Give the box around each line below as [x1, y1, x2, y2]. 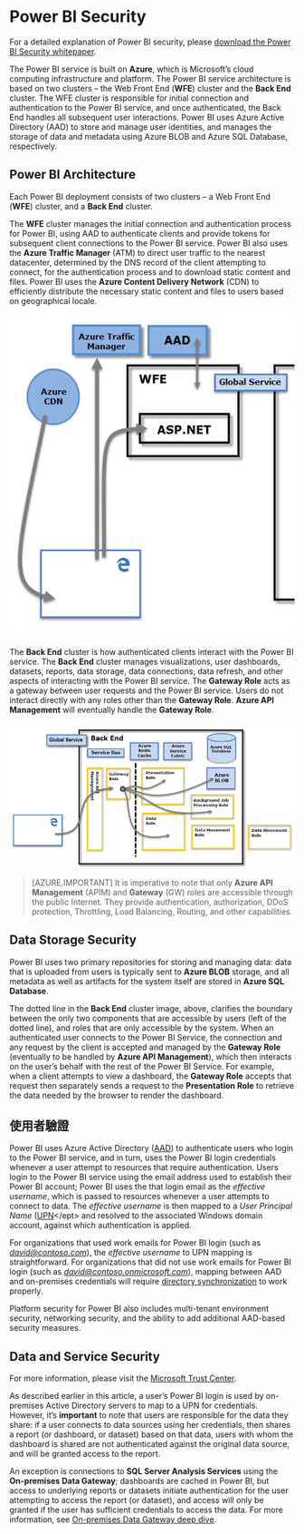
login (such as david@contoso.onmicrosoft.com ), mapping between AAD [9, 1266, 282, 1277]
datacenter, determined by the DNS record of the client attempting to [9, 257, 267, 268]
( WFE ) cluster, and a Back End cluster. [9, 200, 154, 211]
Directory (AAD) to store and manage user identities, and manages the [9, 121, 272, 132]
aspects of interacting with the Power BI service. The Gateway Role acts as [9, 676, 291, 687]
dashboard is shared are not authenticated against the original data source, [9, 1439, 290, 1450]
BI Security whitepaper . [9, 45, 97, 56]
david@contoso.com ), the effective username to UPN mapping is [9, 1247, 252, 1258]
